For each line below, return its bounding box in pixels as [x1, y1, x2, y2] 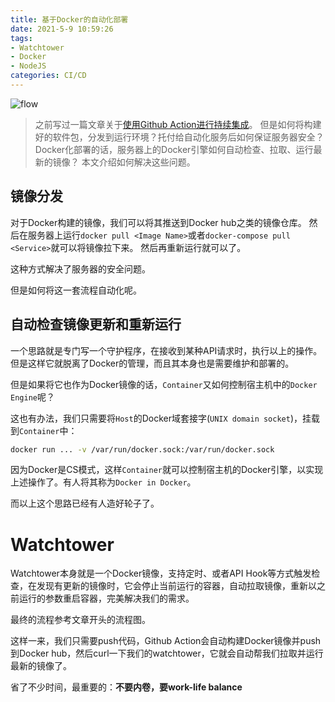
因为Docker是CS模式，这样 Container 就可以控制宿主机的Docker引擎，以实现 [10, 464, 324, 476]
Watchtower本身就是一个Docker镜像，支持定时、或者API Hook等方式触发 [10, 567, 312, 580]
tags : [10, 33, 33, 43]
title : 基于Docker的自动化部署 [10, 14, 129, 25]
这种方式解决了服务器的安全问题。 [10, 262, 151, 275]
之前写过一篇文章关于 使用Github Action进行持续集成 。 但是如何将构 [34, 118, 313, 130]
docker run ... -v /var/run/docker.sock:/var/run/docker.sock [10, 444, 275, 455]
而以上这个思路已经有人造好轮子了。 [10, 497, 160, 510]
